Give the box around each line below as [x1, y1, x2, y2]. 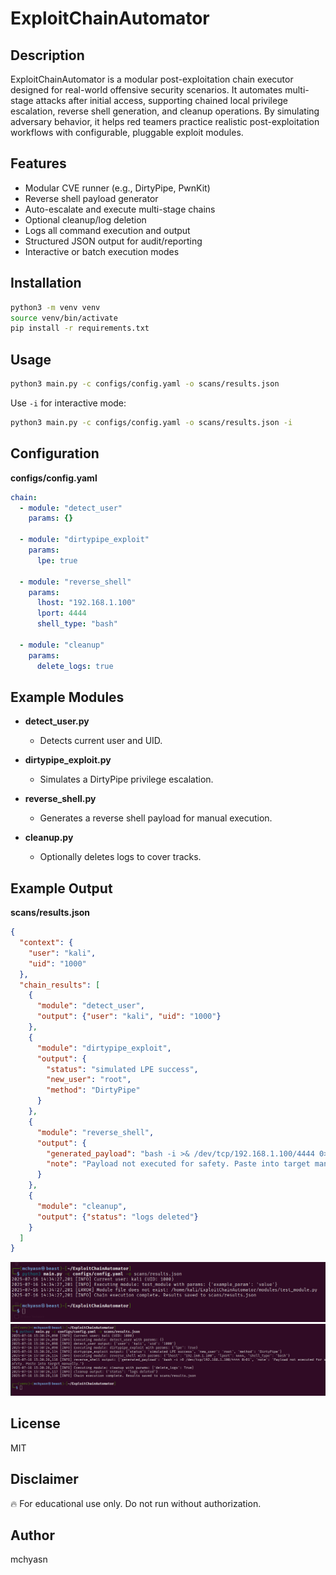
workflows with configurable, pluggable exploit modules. [10, 127, 244, 138]
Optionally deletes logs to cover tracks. [39, 851, 202, 863]
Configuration [10, 445, 100, 462]
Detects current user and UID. [39, 735, 163, 747]
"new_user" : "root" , [46, 1075, 132, 1085]
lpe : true [36, 555, 78, 566]
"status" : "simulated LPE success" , [46, 1064, 199, 1074]
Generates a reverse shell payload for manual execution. [39, 812, 273, 824]
